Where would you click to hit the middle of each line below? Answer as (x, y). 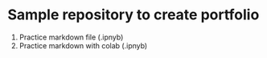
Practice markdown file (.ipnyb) (71, 37)
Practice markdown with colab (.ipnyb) (83, 45)
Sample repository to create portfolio (133, 15)
